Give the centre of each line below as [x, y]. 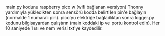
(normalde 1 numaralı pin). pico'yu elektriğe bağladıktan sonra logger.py [80, 18]
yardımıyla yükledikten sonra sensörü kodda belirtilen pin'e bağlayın [76, 12]
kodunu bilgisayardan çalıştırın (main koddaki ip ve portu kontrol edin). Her [83, 23]
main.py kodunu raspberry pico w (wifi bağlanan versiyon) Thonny [74, 7]
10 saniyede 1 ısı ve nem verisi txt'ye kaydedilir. [54, 28]
